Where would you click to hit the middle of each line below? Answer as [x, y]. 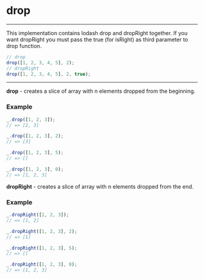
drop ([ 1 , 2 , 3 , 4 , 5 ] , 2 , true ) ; [49, 74]
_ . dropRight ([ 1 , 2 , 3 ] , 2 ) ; [42, 231]
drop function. [24, 45]
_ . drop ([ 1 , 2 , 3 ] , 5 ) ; [35, 153]
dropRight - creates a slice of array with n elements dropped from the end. [100, 186]
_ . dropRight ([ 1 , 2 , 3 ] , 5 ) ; [42, 248]
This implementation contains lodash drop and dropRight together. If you [97, 33]
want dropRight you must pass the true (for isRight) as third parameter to [97, 39]
